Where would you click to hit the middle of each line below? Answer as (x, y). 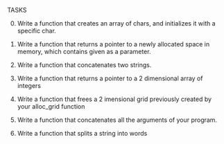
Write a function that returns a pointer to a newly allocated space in (113, 44)
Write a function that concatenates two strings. (84, 65)
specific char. (37, 31)
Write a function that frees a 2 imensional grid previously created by (114, 99)
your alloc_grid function (51, 106)
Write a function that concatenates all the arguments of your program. (117, 120)
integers (29, 85)
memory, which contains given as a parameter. (84, 52)
